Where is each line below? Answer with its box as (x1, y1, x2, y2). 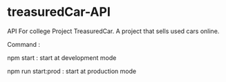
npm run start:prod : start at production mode (7, 67, 137, 75)
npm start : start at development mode (7, 53, 117, 62)
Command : (7, 40, 40, 48)
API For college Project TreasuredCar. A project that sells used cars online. (7, 27, 220, 35)
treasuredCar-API (7, 4, 111, 20)
